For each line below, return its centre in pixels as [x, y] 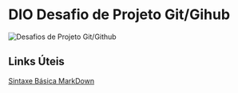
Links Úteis [37, 62]
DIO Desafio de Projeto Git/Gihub [119, 15]
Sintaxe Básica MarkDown [51, 80]
